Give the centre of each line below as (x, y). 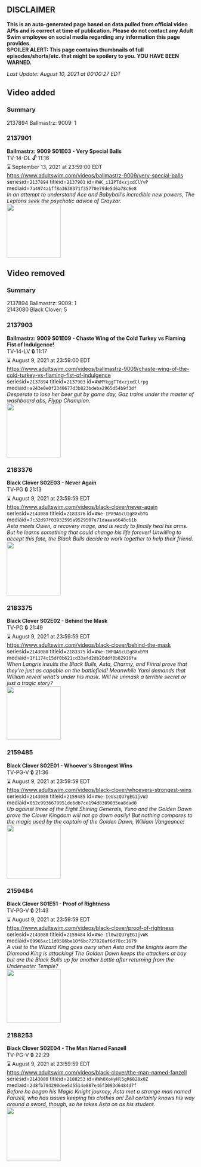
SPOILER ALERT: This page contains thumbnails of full (75, 50)
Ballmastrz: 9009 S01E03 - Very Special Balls (64, 151)
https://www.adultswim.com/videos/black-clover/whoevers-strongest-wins (99, 790)
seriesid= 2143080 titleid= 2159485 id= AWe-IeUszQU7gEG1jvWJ (78, 796)
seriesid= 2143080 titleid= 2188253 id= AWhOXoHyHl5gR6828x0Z (78, 1079)
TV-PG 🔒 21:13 (24, 490)
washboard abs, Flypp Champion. (49, 400)
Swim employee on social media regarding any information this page (94, 37)
